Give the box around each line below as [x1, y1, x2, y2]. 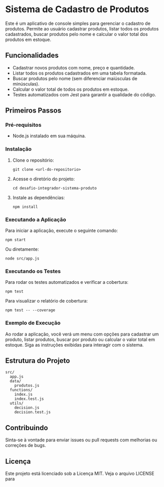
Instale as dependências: [12, 194, 65, 201]
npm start [5, 237, 26, 243]
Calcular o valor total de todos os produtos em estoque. [12, 86, 129, 92]
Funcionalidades [5, 51, 59, 60]
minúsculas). [12, 81, 39, 87]
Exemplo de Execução [5, 319, 61, 326]
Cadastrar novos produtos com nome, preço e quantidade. [12, 64, 135, 70]
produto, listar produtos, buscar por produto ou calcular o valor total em [5, 336, 155, 343]
